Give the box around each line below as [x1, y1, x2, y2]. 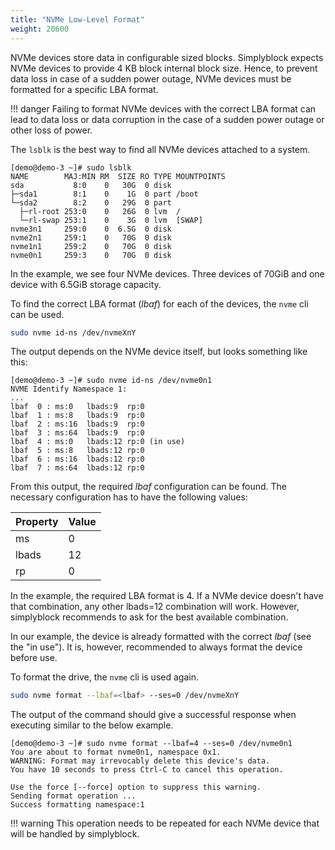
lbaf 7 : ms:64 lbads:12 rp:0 [10, 463, 145, 473]
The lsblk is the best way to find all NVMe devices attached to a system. [10, 143, 311, 155]
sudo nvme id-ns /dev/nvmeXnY [10, 327, 137, 338]
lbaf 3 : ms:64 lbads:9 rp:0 [10, 428, 145, 438]
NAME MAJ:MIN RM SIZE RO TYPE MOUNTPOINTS [10, 171, 226, 181]
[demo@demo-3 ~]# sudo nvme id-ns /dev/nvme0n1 [10, 376, 213, 386]
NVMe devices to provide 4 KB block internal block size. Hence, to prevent [10, 62, 318, 74]
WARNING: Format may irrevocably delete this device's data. [10, 756, 271, 766]
